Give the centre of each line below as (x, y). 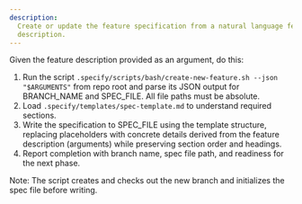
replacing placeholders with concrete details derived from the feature (151, 135)
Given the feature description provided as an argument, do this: (127, 60)
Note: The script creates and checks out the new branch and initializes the (147, 181)
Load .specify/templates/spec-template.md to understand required (147, 106)
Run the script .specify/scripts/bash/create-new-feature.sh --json (150, 77)
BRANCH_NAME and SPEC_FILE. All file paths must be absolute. (141, 96)
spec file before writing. (53, 191)
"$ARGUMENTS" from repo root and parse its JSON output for (131, 87)
